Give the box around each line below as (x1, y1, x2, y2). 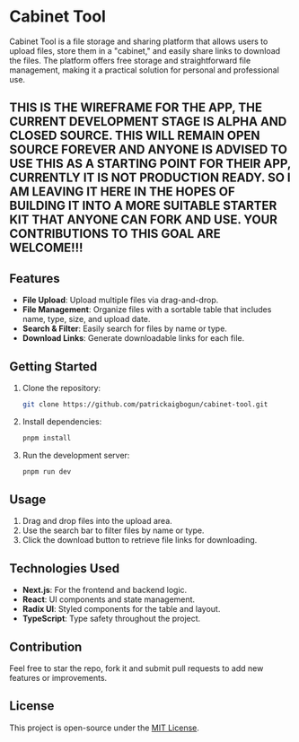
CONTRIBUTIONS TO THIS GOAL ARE (9, 226, 222, 241)
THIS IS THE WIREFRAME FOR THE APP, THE (9, 100, 263, 116)
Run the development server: (22, 450, 130, 460)
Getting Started (9, 359, 98, 374)
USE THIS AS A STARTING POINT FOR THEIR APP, (9, 156, 292, 171)
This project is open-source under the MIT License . (9, 722, 200, 733)
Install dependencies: (22, 415, 102, 427)
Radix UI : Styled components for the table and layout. (22, 604, 221, 615)
